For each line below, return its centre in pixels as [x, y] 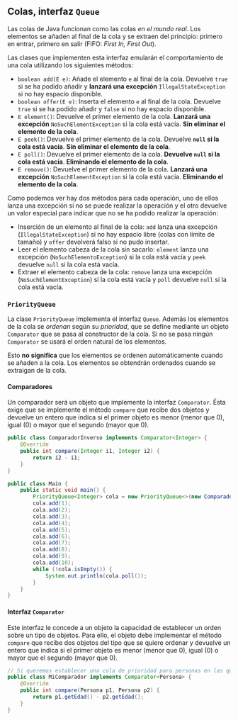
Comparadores [30, 386]
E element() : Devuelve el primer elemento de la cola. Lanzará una [114, 116]
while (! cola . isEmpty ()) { [73, 569]
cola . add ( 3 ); [52, 517]
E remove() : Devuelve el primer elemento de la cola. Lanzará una [112, 169]
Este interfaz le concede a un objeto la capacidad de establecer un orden [114, 627]
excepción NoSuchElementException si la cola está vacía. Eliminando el [120, 176]
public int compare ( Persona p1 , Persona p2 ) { [90, 690]
